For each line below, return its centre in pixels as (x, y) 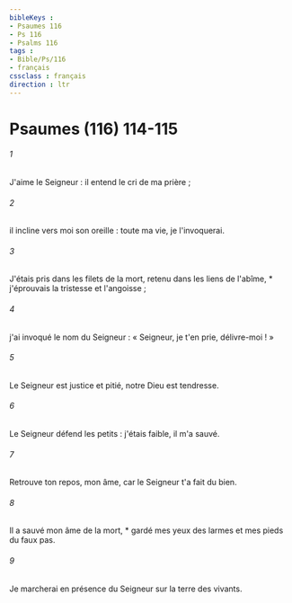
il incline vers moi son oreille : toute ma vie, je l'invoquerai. (117, 231)
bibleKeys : (31, 18)
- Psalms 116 (34, 43)
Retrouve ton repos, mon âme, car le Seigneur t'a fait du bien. (123, 483)
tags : (22, 51)
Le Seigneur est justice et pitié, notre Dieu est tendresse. (114, 385)
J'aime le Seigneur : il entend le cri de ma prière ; (100, 182)
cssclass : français (48, 76)
